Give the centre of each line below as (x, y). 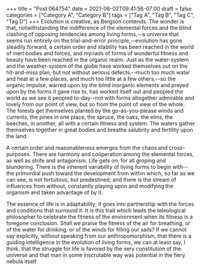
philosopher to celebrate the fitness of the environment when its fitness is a (100, 217)
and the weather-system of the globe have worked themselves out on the (97, 66)
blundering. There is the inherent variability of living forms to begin (89, 167)
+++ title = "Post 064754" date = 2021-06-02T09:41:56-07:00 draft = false (99, 9)
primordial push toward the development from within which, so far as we (105, 173)
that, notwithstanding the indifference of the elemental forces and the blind (99, 28)
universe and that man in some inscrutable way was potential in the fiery (96, 255)
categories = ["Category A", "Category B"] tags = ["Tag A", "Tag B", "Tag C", (100, 15)
